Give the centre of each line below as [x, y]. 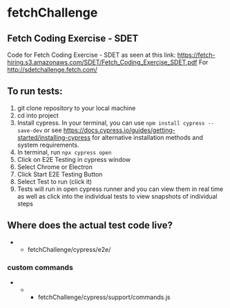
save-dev [30, 130]
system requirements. [48, 145]
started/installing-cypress [54, 137]
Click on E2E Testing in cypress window [74, 159]
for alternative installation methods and [148, 137]
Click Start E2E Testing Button [60, 174]
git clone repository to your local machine [76, 108]
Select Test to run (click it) [54, 181]
